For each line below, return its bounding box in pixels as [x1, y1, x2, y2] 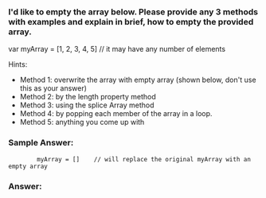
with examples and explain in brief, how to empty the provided [8, 16, 254, 27]
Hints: [8, 60, 28, 69]
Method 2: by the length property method [19, 92, 157, 102]
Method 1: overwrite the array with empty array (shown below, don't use [19, 75, 256, 85]
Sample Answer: [8, 138, 74, 149]
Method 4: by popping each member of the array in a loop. [19, 109, 213, 118]
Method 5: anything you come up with [19, 118, 145, 127]
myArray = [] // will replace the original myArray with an [37, 155, 251, 163]
